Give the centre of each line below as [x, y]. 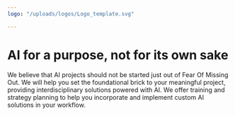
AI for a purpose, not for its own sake [118, 55]
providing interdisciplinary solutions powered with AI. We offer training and [116, 90]
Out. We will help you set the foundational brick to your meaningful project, [116, 82]
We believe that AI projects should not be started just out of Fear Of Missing [118, 74]
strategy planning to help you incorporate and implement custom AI [105, 97]
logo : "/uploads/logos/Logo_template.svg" [71, 14]
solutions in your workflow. [47, 105]
